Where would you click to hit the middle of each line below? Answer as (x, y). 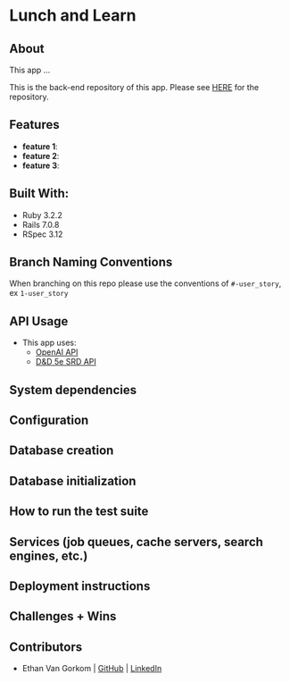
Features (34, 125)
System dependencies (73, 390)
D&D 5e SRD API (66, 362)
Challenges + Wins (63, 616)
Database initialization (73, 480)
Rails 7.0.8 (41, 224)
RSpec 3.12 (42, 234)
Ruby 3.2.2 (42, 215)
